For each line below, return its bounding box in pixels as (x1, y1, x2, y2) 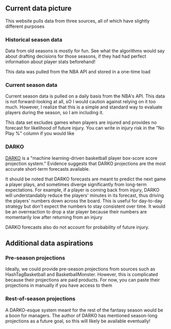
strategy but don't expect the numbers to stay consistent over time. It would (5, 203, 165, 209)
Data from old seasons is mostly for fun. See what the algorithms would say (5, 48, 165, 54)
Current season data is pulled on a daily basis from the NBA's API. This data (5, 93, 165, 99)
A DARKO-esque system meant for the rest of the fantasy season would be (5, 307, 163, 313)
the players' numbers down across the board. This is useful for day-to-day (5, 197, 163, 204)
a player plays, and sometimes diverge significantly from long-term (5, 181, 147, 187)
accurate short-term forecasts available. (5, 166, 91, 172)
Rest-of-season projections (5, 295, 76, 302)
